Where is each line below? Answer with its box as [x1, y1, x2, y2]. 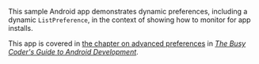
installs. [8, 24, 33, 32]
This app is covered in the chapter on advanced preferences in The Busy [8, 39, 246, 48]
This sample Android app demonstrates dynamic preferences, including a [8, 7, 248, 16]
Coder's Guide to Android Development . [8, 47, 139, 56]
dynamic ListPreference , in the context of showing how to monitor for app [8, 15, 251, 24]
